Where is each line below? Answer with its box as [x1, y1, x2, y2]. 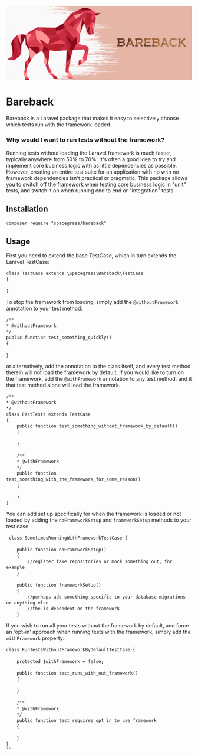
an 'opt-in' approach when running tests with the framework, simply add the [6, 629, 192, 636]
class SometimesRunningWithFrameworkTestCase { [8, 535, 128, 541]
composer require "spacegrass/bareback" [6, 220, 107, 227]
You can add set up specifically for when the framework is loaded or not [6, 511, 181, 518]
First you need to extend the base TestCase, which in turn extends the [6, 252, 177, 259]
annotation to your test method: [6, 305, 82, 312]
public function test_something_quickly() [6, 335, 112, 341]
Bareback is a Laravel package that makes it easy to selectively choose [6, 115, 179, 122]
